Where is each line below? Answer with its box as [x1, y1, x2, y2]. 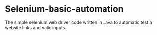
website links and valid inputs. [5, 24, 67, 30]
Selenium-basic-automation [5, 3, 124, 15]
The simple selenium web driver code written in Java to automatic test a [5, 19, 152, 25]
